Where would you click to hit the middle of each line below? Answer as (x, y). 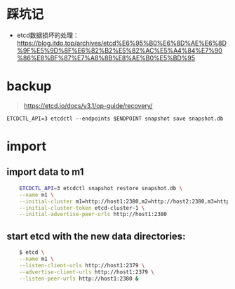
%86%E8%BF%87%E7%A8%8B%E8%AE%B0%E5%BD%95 (106, 58)
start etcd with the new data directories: (96, 236)
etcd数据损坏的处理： (48, 35)
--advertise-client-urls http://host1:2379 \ (87, 272)
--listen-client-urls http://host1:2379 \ (82, 265)
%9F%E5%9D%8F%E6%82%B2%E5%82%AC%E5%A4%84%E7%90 (119, 51)
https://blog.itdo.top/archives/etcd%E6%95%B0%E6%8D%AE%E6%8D (122, 43)
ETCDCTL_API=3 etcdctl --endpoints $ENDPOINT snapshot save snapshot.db (115, 119)
